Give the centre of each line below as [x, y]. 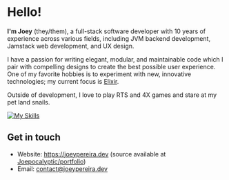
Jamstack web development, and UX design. [71, 46]
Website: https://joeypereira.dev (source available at [91, 154]
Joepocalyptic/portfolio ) [51, 161]
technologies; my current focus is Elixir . [63, 81]
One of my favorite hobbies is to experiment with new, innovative [99, 74]
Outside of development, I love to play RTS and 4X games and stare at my [112, 95]
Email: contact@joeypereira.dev [62, 169]
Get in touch [34, 137]
